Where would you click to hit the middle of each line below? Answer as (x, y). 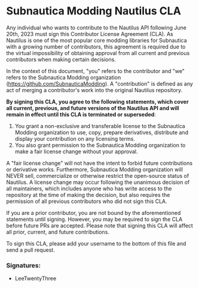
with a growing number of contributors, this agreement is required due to (96, 47)
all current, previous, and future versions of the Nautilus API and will (93, 108)
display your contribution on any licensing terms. (75, 138)
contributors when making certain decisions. (61, 59)
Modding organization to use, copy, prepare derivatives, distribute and (101, 132)
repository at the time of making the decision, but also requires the (88, 195)
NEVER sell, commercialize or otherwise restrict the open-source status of (98, 175)
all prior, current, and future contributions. (58, 232)
